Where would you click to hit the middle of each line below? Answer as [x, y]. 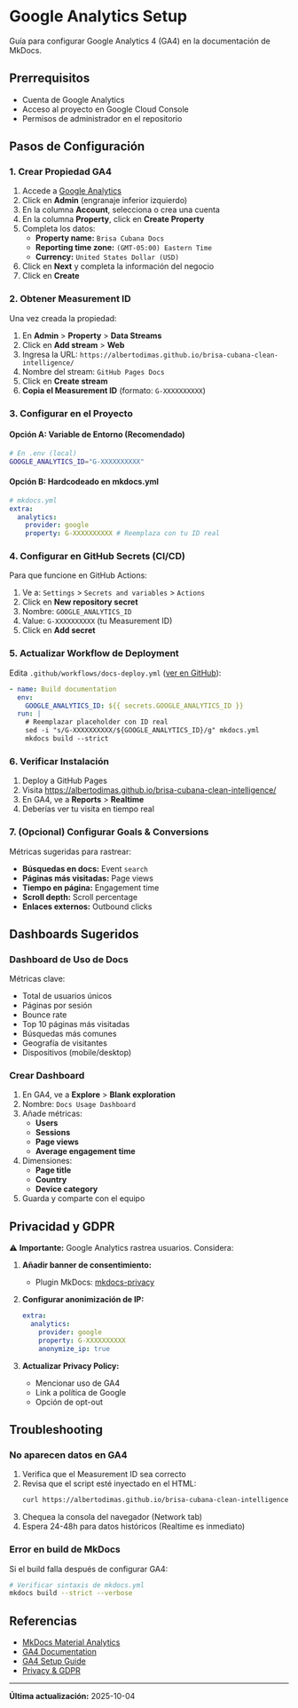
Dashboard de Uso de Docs [69, 959]
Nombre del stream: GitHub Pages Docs [93, 371]
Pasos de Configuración [77, 147]
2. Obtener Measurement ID [70, 299]
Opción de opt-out [69, 1402]
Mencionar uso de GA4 [78, 1383]
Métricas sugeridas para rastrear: [70, 851]
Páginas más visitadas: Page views [87, 878]
